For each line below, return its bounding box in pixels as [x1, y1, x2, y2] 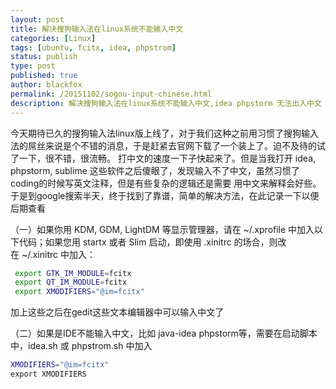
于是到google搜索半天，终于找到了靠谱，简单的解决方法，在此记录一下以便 [10, 189, 320, 201]
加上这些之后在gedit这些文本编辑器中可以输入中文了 [10, 306, 225, 318]
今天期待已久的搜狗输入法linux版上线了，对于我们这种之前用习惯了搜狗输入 [10, 127, 319, 139]
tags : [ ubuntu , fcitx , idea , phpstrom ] [10, 42, 177, 53]
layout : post [10, 14, 65, 25]
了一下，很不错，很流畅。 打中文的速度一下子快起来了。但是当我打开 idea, [10, 152, 317, 164]
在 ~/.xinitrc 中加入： [10, 248, 96, 260]
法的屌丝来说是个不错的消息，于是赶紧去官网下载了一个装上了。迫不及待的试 [10, 139, 326, 151]
